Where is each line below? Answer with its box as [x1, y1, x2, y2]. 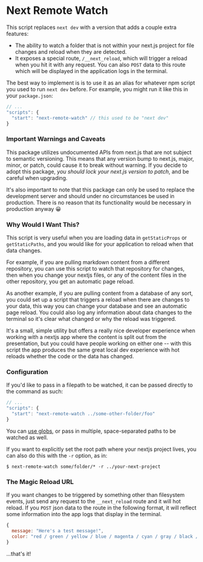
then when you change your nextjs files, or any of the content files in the [6, 271, 187, 279]
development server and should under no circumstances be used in [6, 192, 175, 199]
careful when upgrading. [6, 174, 68, 181]
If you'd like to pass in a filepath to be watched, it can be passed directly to [6, 381, 193, 389]
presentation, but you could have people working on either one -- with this [6, 340, 192, 347]
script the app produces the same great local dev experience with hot [6, 346, 180, 354]
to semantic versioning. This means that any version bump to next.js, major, [6, 155, 195, 162]
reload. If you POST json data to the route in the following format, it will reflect [6, 504, 197, 511]
